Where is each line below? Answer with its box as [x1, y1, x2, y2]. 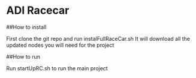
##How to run [6, 53, 41, 60]
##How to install [6, 23, 47, 31]
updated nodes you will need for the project [6, 41, 114, 49]
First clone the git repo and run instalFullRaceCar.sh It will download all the [6, 35, 191, 42]
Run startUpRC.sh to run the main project [6, 64, 108, 72]
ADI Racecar [6, 4, 70, 17]
